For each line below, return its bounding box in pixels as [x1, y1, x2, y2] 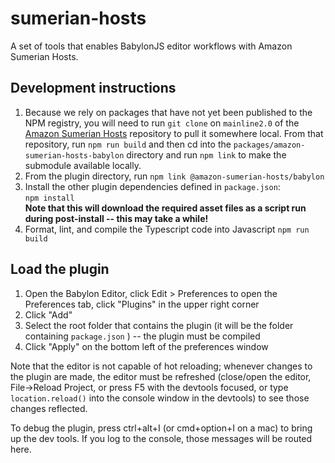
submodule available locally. [24, 159, 142, 171]
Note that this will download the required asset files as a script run [24, 202, 307, 214]
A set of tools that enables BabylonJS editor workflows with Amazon [10, 40, 293, 52]
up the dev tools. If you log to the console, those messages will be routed [10, 432, 313, 444]
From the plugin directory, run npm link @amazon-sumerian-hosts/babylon [24, 170, 325, 182]
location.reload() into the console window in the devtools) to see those [10, 392, 310, 404]
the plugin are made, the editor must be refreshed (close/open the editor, [10, 370, 312, 382]
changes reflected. [10, 402, 88, 414]
